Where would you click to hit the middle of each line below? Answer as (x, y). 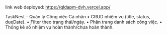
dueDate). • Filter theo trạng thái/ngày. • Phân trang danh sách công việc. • (84, 22)
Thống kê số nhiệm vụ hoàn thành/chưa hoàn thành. (60, 27)
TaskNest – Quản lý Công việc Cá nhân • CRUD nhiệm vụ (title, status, (78, 17)
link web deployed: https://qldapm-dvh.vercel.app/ (58, 7)
